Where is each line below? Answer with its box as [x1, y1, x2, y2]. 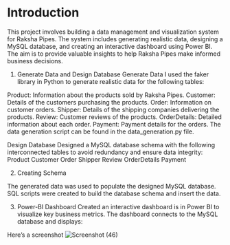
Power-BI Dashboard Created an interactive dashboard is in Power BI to [16, 202, 220, 211]
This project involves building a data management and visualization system [7, 28, 220, 36]
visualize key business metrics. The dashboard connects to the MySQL [16, 210, 218, 218]
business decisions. [7, 56, 63, 65]
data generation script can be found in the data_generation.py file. [7, 127, 194, 136]
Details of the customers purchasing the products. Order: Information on [7, 98, 211, 106]
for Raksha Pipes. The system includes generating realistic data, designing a [7, 34, 223, 43]
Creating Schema [16, 169, 67, 177]
